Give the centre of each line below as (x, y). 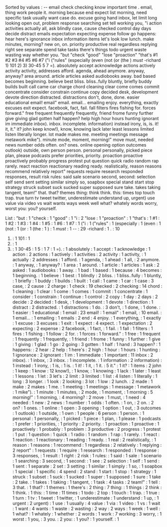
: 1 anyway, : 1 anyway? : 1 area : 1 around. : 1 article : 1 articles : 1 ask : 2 (86, 265)
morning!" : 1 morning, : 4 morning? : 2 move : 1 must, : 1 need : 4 (79, 397)
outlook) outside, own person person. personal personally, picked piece (79, 150)
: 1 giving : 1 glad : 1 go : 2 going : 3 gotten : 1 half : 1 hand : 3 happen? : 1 (86, 344)
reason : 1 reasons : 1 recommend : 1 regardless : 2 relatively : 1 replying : (87, 445)
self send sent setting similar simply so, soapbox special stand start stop (80, 182)
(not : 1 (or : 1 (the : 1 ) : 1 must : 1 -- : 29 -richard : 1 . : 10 (63, 229)
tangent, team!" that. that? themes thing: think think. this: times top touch (80, 192)
